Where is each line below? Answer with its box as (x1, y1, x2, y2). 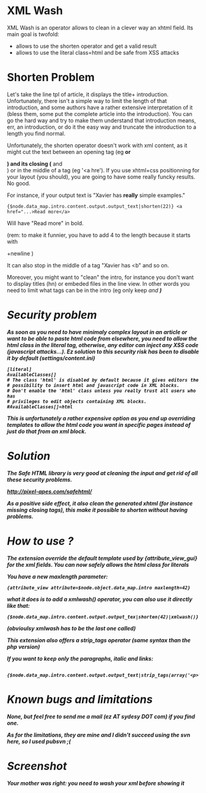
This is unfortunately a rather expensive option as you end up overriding (7, 415, 196, 422)
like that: (7, 602, 30, 609)
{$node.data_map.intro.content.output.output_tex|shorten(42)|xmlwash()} (7, 614, 199, 620)
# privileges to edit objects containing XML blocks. (7, 398, 147, 405)
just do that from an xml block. (7, 427, 87, 435)
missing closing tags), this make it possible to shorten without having (7, 506, 188, 513)
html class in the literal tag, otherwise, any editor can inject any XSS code (7, 341, 199, 348)
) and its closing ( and (7, 160, 63, 167)
